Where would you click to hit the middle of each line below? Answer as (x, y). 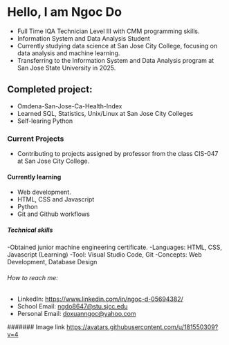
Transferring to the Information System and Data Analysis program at (116, 60)
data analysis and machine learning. (68, 53)
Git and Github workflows (53, 214)
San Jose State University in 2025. (66, 68)
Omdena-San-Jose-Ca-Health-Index (70, 106)
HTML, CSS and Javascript (56, 199)
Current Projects (36, 139)
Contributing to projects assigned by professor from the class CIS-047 (118, 154)
